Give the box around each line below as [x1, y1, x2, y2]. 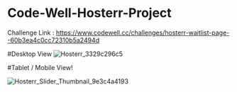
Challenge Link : [7, 28, 55, 37]
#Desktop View [7, 50, 52, 58]
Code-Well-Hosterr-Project [7, 5, 172, 21]
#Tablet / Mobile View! [7, 63, 73, 71]
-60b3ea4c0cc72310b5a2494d [7, 35, 100, 44]
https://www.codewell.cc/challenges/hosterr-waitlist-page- [55, 28, 230, 37]
